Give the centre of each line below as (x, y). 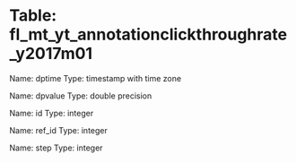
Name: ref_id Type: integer (58, 130)
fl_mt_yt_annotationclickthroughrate (148, 34)
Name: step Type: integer (56, 148)
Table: (33, 16)
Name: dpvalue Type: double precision (81, 96)
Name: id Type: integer (52, 113)
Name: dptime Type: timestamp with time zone (96, 78)
